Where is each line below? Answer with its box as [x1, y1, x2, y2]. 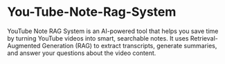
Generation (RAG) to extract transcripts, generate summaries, [42, 41, 217, 50]
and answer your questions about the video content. [7, 49, 156, 57]
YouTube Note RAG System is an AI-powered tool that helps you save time [7, 27, 219, 35]
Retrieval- [190, 34, 218, 42]
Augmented [7, 41, 41, 50]
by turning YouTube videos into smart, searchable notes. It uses [7, 34, 189, 42]
